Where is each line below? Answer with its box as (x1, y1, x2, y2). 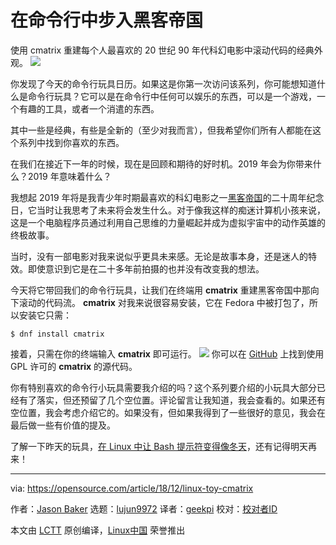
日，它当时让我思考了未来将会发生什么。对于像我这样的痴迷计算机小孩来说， (10, 204, 326, 216)
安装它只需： (18, 309, 72, 321)
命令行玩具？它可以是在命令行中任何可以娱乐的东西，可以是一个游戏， (27, 90, 317, 102)
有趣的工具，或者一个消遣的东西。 (18, 102, 160, 115)
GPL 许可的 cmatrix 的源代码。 (10, 360, 138, 372)
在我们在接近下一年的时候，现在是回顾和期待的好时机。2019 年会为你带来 (10, 157, 313, 170)
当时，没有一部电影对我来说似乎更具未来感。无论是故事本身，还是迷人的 (10, 250, 308, 262)
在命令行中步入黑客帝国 (10, 9, 204, 32)
